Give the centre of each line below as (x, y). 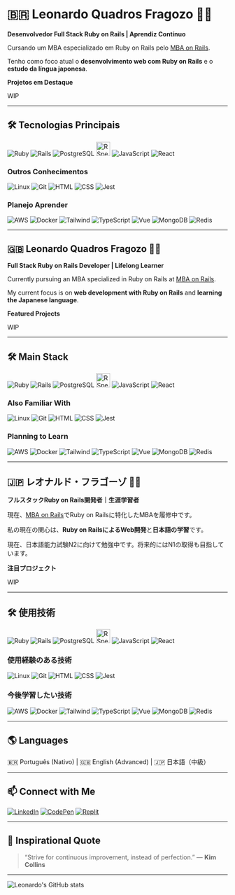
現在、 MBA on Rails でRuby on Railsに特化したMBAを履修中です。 (101, 515)
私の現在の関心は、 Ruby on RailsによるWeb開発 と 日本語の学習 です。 (107, 530)
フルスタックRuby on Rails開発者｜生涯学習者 (73, 500)
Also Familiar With (39, 403)
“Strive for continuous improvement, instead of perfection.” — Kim (120, 857)
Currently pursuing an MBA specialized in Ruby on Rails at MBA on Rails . (112, 279)
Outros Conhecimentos (48, 171)
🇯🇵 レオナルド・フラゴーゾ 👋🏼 (74, 482)
